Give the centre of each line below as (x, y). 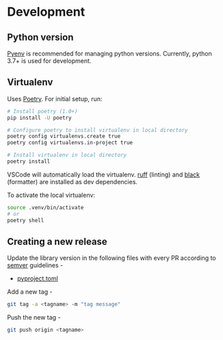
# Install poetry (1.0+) (42, 111)
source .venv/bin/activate (45, 207)
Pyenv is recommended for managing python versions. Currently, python (109, 53)
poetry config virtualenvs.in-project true (70, 143)
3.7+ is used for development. (49, 61)
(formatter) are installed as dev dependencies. (73, 181)
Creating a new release (57, 241)
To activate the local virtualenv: (51, 195)
